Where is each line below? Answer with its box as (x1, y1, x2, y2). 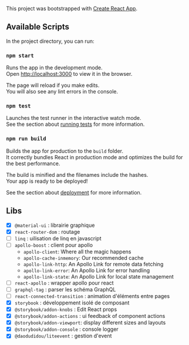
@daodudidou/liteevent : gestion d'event (14, 332, 112, 340)
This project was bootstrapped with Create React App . (6, 5, 138, 12)
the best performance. (6, 160, 60, 167)
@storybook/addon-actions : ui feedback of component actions (14, 313, 166, 320)
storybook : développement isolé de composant (14, 299, 130, 306)
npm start (6, 52, 34, 59)
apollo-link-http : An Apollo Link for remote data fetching (23, 260, 164, 267)
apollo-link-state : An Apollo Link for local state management (23, 273, 174, 280)
